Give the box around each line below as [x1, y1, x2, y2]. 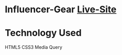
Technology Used [5, 27, 82, 39]
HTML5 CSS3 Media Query [5, 44, 63, 50]
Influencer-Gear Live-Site [5, 4, 117, 15]
